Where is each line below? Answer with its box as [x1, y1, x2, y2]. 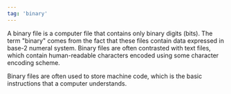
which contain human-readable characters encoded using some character [7, 51, 219, 59]
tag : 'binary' [7, 10, 48, 17]
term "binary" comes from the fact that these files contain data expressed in [7, 36, 225, 45]
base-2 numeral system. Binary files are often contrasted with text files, [7, 44, 211, 52]
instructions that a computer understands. [7, 79, 127, 87]
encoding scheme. [7, 58, 60, 66]
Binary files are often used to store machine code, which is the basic [7, 72, 203, 80]
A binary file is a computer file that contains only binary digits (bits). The [7, 29, 213, 37]
